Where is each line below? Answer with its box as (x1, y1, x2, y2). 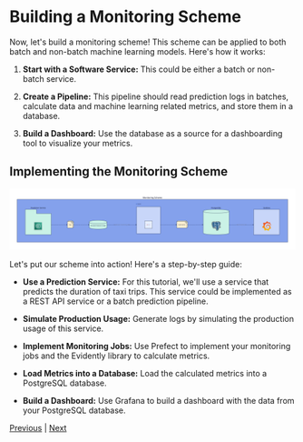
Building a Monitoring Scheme (9, 6, 242, 27)
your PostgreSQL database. (22, 405, 126, 416)
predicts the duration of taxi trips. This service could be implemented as (22, 286, 292, 297)
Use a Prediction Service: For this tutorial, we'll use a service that (22, 276, 269, 287)
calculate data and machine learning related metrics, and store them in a (22, 100, 293, 111)
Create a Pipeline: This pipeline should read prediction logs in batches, (22, 91, 288, 102)
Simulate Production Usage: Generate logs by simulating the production (22, 314, 295, 325)
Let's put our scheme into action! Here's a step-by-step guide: (9, 259, 242, 270)
